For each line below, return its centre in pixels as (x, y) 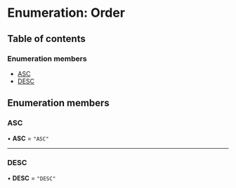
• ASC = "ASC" (28, 138)
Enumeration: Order (66, 13)
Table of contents (46, 39)
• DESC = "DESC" (32, 178)
